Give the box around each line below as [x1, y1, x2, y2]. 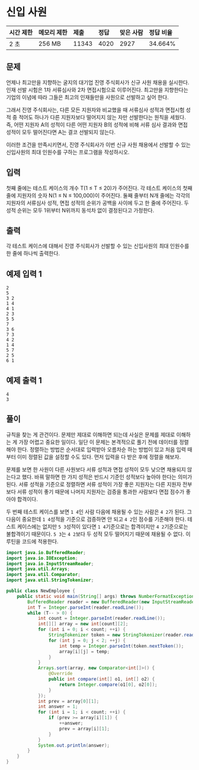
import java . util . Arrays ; [6, 566, 70, 572]
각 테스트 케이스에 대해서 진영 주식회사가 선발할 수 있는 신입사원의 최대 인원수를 [6, 243, 190, 250]
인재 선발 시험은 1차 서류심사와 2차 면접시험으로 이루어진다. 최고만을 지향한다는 [6, 86, 188, 93]
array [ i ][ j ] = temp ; [59, 648, 110, 654]
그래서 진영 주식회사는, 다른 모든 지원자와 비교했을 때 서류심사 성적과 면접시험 [6, 106, 185, 113]
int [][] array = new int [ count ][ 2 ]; [37, 621, 129, 627]
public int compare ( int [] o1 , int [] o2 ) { [48, 676, 155, 682]
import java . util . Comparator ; [6, 572, 81, 578]
